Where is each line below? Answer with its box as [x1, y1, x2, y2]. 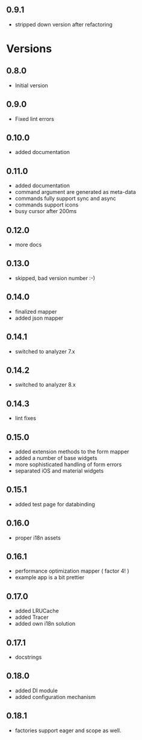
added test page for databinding [14, 500, 95, 508]
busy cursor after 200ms [14, 208, 77, 215]
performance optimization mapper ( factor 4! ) [14, 567, 129, 574]
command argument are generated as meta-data [14, 188, 137, 196]
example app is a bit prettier [14, 574, 85, 581]
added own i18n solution [14, 620, 76, 627]
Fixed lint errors [14, 115, 54, 122]
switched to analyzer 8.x [14, 381, 76, 388]
